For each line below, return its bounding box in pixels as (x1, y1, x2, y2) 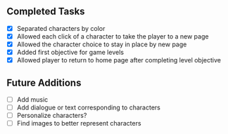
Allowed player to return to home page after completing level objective (16, 56, 221, 65)
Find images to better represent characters (16, 119, 141, 128)
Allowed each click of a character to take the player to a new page (16, 32, 209, 41)
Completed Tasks (6, 6, 85, 18)
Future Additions (6, 76, 82, 88)
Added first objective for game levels (16, 48, 125, 56)
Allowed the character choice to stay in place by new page (16, 40, 187, 48)
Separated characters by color (16, 24, 106, 32)
